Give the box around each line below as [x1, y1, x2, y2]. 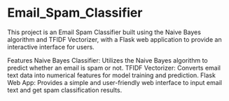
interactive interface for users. [7, 42, 95, 51]
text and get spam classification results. [7, 86, 123, 94]
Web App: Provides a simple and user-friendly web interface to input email [7, 78, 223, 86]
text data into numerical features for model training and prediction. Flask [7, 71, 216, 79]
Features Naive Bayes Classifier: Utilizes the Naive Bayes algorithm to [7, 56, 208, 64]
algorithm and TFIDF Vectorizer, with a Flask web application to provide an [7, 35, 222, 43]
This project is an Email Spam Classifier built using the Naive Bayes [7, 28, 202, 36]
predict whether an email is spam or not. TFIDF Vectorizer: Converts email [7, 63, 221, 72]
